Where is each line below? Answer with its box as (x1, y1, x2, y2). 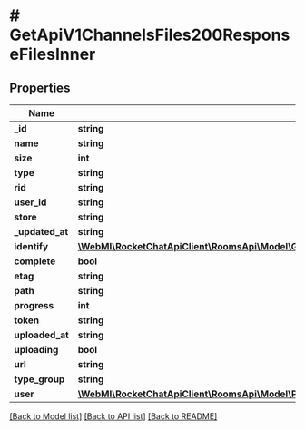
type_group (14, 373, 65, 386)
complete (14, 255, 56, 268)
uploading (14, 344, 59, 356)
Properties (9, 80, 71, 95)
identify (14, 240, 49, 252)
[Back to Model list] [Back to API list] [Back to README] (9, 411, 218, 422)
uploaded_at (14, 328, 70, 341)
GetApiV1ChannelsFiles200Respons (9, 24, 290, 45)
